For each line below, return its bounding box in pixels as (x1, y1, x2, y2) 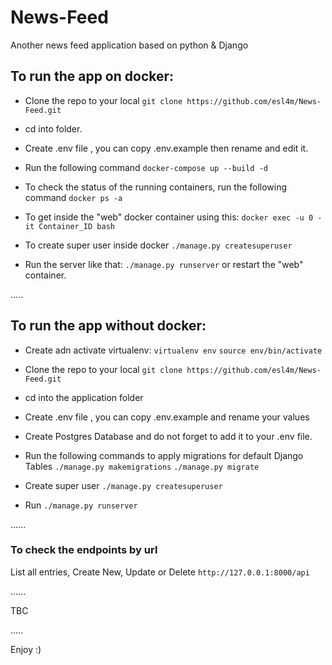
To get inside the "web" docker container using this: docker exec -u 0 (24, 211, 314, 223)
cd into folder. (24, 122, 83, 135)
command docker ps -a (24, 191, 123, 203)
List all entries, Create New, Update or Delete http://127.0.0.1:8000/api (10, 566, 310, 578)
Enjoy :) (10, 643, 42, 655)
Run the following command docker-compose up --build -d (24, 161, 268, 173)
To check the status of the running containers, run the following (24, 181, 288, 193)
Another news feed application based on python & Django (10, 39, 249, 51)
